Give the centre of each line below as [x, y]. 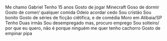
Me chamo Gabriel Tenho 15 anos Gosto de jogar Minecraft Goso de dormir [82, 7]
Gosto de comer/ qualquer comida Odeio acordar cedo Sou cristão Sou [78, 12]
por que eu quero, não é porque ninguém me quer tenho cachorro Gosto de [83, 28]
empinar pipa [19, 33]
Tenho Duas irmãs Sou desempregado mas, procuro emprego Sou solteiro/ [82, 23]
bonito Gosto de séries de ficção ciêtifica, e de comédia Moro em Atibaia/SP [83, 18]
